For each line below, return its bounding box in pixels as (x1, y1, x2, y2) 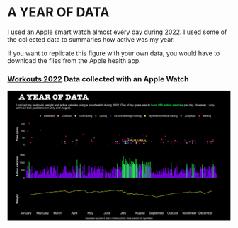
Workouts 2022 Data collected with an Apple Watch (7, 74, 189, 84)
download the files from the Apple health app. (7, 56, 142, 64)
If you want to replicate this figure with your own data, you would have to (7, 49, 220, 57)
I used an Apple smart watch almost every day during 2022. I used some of (7, 28, 227, 36)
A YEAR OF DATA (7, 4, 110, 21)
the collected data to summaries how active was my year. (7, 35, 175, 43)
